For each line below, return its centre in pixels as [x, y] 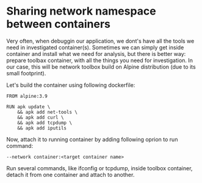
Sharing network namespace [81, 11]
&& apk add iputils [42, 128]
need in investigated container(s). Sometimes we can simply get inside [95, 47]
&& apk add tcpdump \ [45, 123]
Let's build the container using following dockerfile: [71, 85]
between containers [59, 24]
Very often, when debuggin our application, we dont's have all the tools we [100, 41]
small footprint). [26, 73]
